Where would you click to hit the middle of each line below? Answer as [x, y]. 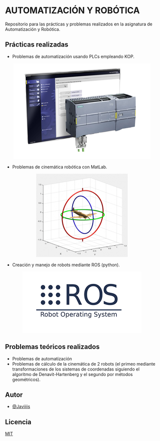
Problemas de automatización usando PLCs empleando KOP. [73, 56]
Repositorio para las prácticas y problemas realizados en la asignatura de [79, 24]
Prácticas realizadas [37, 45]
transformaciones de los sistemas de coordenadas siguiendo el [76, 369]
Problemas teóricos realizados [52, 347]
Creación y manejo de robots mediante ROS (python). [66, 265]
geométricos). [26, 379]
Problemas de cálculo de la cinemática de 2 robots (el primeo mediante [84, 364]
